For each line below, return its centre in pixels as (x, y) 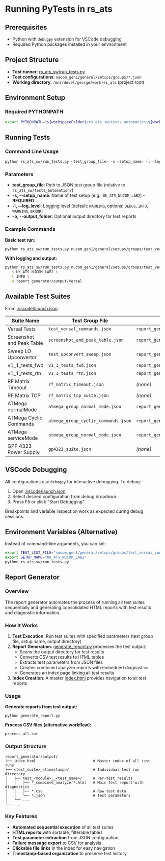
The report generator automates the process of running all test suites (75, 602)
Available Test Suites (38, 297)
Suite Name (26, 321)
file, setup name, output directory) (47, 641)
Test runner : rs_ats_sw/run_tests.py (48, 72)
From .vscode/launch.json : (32, 308)
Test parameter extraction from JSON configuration (65, 837)
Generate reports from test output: (41, 707)
